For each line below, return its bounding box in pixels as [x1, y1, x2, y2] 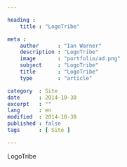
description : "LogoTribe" [20, 48, 99, 56]
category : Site [7, 87, 58, 95]
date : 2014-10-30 [7, 94, 77, 101]
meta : [7, 36, 27, 43]
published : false [7, 120, 61, 127]
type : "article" [20, 74, 93, 81]
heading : [7, 16, 36, 23]
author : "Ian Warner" [20, 42, 102, 49]
